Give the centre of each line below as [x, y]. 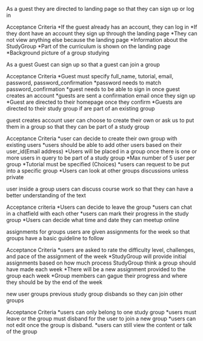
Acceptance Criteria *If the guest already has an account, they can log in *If [102, 27]
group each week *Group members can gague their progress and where [97, 276]
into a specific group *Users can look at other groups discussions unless [98, 170]
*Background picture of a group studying [58, 53]
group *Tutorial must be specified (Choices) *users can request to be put [98, 164]
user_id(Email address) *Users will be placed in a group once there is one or [101, 151]
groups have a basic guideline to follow [55, 238]
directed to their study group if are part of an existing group [81, 108]
